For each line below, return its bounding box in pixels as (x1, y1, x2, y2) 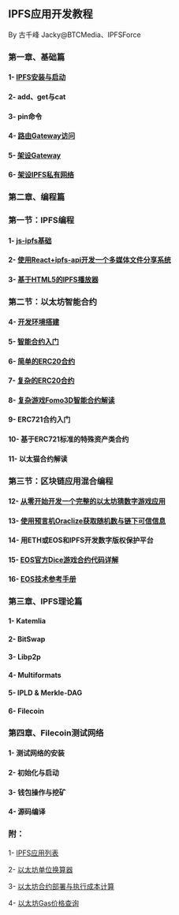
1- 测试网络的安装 (8, 748, 65, 758)
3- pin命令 (8, 111, 43, 121)
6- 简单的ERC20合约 (8, 356, 76, 366)
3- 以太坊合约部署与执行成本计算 (8, 881, 115, 891)
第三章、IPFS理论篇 (8, 596, 83, 607)
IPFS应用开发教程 (8, 7, 93, 21)
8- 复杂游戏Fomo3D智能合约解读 (8, 395, 115, 404)
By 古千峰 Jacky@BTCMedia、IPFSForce (8, 30, 141, 39)
